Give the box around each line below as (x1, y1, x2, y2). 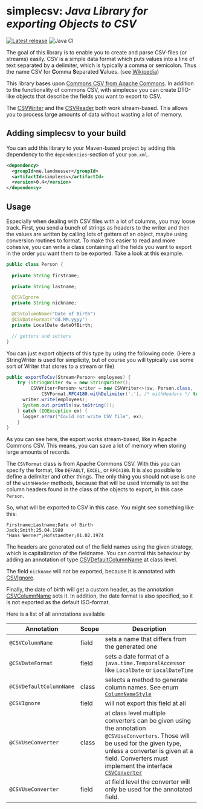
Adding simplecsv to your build (6, 128, 126, 138)
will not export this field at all (105, 699, 186, 707)
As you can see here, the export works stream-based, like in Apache (6, 436, 177, 443)
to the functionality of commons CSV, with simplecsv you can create (6, 86, 176, 93)
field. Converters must (105, 754, 168, 762)
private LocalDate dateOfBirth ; (11, 322, 94, 328)
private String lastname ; (11, 283, 77, 289)
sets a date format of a (105, 653, 169, 661)
